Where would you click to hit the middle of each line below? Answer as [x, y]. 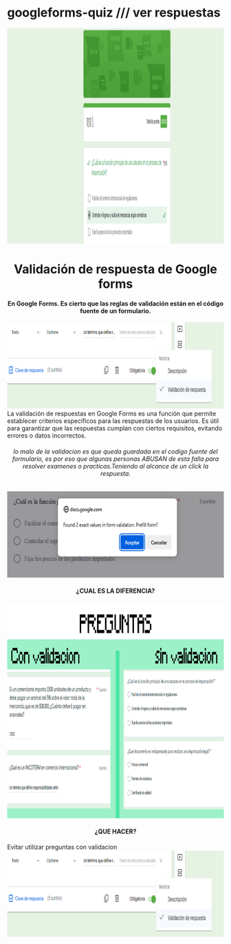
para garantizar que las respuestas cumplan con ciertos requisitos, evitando [115, 429]
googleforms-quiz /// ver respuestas [114, 13]
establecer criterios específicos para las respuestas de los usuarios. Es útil [113, 421]
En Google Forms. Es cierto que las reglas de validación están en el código [115, 303]
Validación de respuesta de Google [115, 269]
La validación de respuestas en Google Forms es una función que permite [112, 414]
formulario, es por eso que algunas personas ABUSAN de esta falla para [115, 459]
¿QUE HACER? [115, 832]
